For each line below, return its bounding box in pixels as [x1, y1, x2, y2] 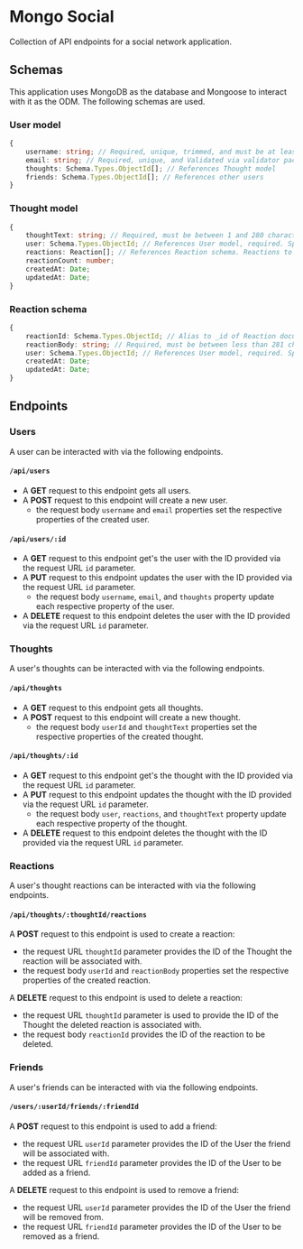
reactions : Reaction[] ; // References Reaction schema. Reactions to [25, 248, 293, 257]
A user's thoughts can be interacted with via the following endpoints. [9, 663, 265, 674]
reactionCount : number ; [25, 256, 115, 265]
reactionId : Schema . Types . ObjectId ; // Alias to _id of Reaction [25, 331, 277, 340]
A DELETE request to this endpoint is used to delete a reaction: [9, 993, 243, 1004]
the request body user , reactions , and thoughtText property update [35, 808, 287, 819]
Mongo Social [9, 6, 115, 27]
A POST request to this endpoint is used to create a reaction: [9, 929, 235, 939]
